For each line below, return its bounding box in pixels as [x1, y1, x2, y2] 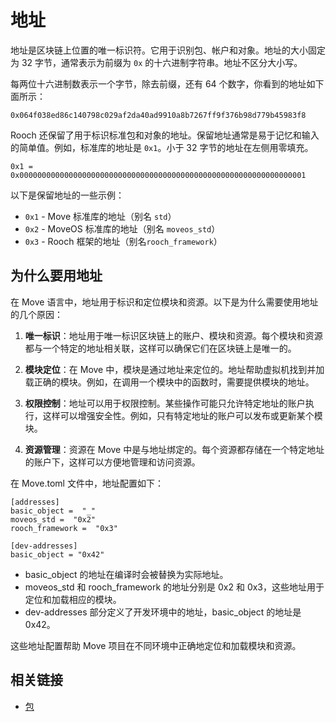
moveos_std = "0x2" [10, 514, 97, 525]
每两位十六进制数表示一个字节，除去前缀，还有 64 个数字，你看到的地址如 [10, 77, 316, 90]
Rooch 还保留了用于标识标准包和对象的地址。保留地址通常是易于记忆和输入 [10, 129, 320, 141]
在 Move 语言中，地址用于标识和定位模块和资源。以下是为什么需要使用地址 [10, 296, 319, 308]
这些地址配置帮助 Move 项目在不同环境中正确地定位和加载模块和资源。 [10, 639, 302, 651]
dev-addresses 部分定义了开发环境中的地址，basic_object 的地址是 [24, 606, 302, 618]
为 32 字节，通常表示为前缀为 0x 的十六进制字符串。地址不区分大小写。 [10, 56, 303, 68]
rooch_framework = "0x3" [10, 523, 118, 533]
